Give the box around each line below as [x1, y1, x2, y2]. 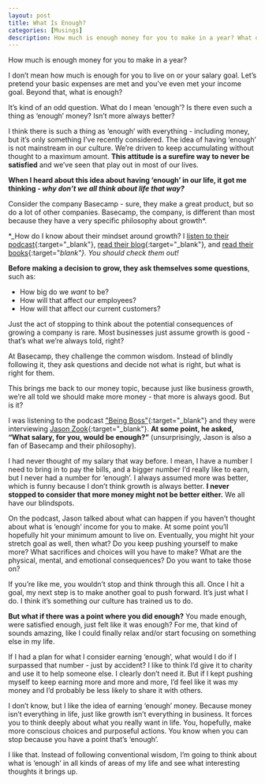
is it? [8, 400, 24, 410]
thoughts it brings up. [8, 767, 78, 776]
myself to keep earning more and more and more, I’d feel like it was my [8, 677, 238, 687]
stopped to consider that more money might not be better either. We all [8, 490, 245, 499]
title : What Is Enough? [8, 19, 87, 27]
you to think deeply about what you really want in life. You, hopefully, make [8, 718, 252, 728]
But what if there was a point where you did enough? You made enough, [8, 612, 247, 621]
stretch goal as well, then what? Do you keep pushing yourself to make [8, 539, 238, 548]
